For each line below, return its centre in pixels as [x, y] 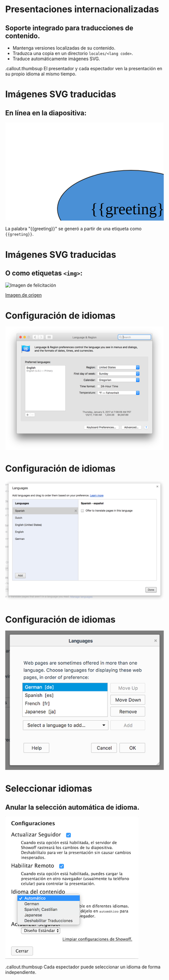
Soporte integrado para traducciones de [69, 28]
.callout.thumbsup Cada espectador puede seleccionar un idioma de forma [83, 967]
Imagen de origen [23, 295]
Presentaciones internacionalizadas [82, 9]
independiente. [21, 972]
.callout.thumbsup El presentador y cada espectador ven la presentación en [84, 68]
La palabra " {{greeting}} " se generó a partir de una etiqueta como [73, 229]
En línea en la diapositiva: [46, 113]
